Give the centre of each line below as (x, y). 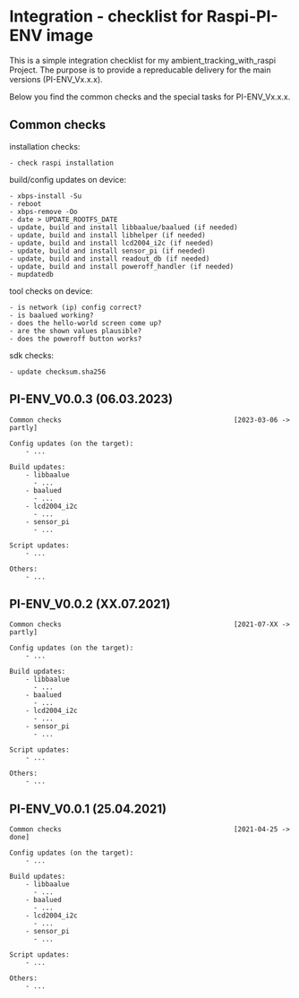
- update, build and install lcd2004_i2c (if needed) (112, 243)
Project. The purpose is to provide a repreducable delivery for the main (140, 70)
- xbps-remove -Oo (43, 211)
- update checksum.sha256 (57, 372)
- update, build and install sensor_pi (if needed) (107, 251)
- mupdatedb (31, 274)
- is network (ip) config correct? (76, 307)
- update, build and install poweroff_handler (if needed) (122, 266)
